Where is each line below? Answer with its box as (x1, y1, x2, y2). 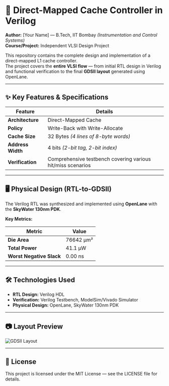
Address (8, 141, 29, 148)
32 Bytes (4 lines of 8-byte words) (47, 133, 131, 140)
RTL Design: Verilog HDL (12, 291, 65, 297)
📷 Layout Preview (5, 322, 63, 331)
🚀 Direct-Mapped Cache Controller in (5, 5, 163, 16)
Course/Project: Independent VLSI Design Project (5, 42, 110, 48)
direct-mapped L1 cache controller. (5, 57, 78, 63)
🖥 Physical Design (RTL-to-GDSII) (5, 185, 112, 193)
